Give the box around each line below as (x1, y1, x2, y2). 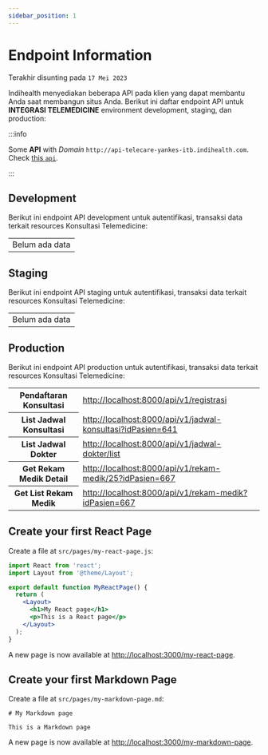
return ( (15, 590, 45, 599)
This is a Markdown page (8, 724, 91, 732)
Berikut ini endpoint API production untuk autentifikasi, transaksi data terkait (8, 363, 258, 372)
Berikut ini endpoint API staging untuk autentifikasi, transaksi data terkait (8, 288, 247, 297)
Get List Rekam (14, 488, 73, 499)
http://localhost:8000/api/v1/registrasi (82, 395, 227, 406)
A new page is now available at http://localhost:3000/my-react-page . (8, 650, 235, 659)
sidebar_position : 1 (8, 11, 77, 20)
